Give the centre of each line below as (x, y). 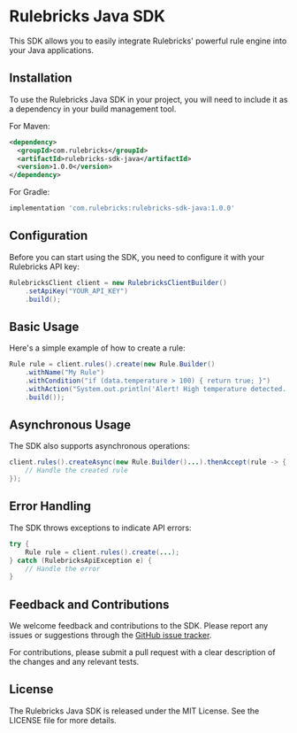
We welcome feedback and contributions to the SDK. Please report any (139, 626)
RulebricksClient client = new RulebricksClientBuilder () (118, 282)
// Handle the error (63, 568)
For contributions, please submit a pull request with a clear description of (142, 652)
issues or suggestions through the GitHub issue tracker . (110, 636)
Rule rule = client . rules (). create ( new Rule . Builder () (112, 365)
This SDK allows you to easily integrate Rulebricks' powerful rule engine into (148, 41)
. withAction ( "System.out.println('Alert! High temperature (136, 389)
